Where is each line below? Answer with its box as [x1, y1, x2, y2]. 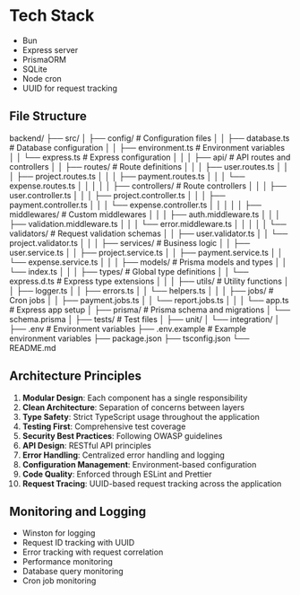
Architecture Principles [9, 369, 141, 384]
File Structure [9, 109, 87, 124]
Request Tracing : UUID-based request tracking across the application [21, 477, 282, 489]
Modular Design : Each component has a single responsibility [21, 392, 248, 403]
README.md [9, 342, 56, 353]
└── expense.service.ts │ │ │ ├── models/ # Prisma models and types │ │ [9, 257, 287, 267]
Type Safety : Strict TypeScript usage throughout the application [21, 411, 260, 422]
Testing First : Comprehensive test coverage [21, 421, 186, 432]
